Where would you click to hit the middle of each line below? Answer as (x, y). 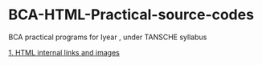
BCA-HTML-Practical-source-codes (131, 15)
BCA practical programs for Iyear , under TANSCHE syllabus (108, 37)
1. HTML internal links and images (64, 52)
